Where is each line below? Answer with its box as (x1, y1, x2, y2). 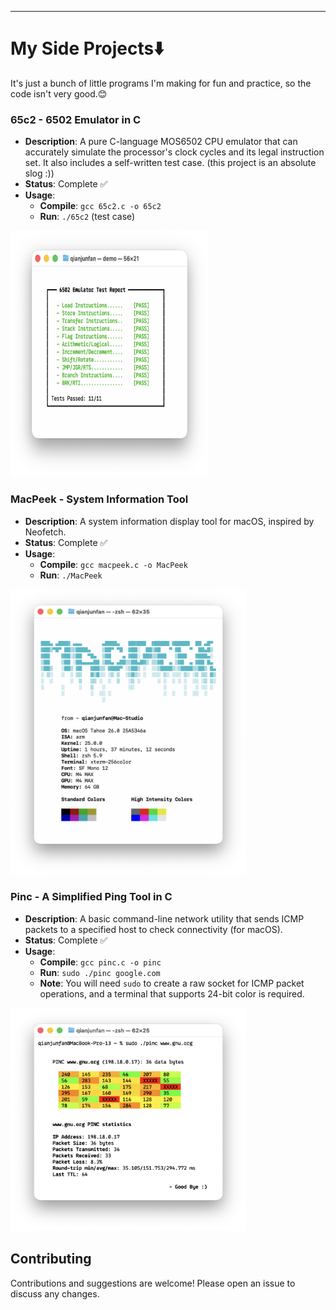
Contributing (10, 1251, 92, 1268)
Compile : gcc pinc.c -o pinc (39, 956, 162, 968)
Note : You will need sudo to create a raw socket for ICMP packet (39, 977, 305, 989)
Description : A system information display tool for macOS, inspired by (24, 515, 315, 527)
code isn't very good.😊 (10, 87, 108, 100)
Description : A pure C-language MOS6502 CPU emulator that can (24, 136, 298, 148)
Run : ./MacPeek (39, 569, 103, 581)
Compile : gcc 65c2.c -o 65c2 (39, 200, 162, 212)
